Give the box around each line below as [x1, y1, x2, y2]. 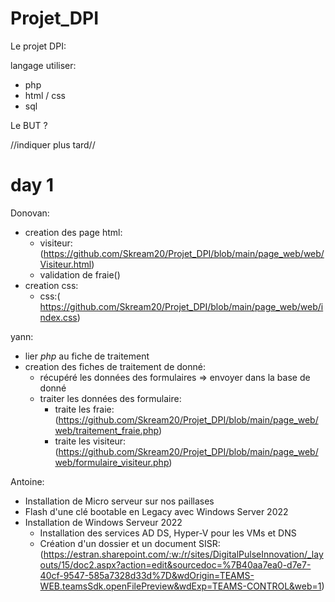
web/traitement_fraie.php [54, 424, 159, 436]
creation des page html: [24, 226, 123, 238]
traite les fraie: [54, 403, 115, 415]
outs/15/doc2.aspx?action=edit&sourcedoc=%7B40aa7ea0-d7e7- [39, 558, 312, 571]
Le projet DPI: [10, 40, 67, 52]
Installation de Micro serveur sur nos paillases [24, 495, 215, 507]
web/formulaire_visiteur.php [54, 456, 170, 468]
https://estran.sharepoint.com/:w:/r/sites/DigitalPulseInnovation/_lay [43, 548, 324, 560]
